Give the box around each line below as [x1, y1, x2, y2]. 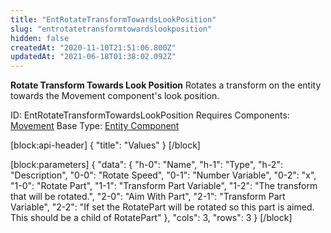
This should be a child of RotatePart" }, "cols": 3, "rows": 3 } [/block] [10, 212, 293, 224]
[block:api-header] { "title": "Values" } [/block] [10, 139, 201, 151]
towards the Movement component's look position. [10, 90, 220, 102]
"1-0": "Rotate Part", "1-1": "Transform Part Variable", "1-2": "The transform [10, 180, 318, 192]
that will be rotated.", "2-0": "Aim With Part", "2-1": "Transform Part [10, 191, 286, 203]
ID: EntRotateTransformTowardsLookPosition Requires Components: [10, 109, 290, 121]
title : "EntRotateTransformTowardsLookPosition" [10, 14, 217, 25]
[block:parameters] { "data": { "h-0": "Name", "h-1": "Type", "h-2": [10, 159, 283, 171]
